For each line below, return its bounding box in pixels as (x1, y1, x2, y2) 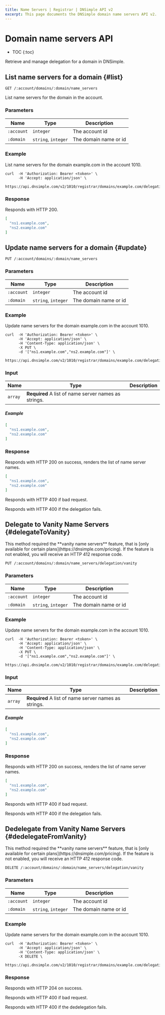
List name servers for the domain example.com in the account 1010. (5, 162, 142, 168)
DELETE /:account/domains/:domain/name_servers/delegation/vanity (5, 866, 144, 870)
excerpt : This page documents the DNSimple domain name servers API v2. (5, 12, 157, 17)
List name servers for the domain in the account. (5, 94, 104, 101)
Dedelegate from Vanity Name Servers (5, 824, 126, 833)
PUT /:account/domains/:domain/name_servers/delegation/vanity (5, 561, 137, 566)
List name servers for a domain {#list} (5, 73, 123, 81)
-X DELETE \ (18, 954, 43, 959)
